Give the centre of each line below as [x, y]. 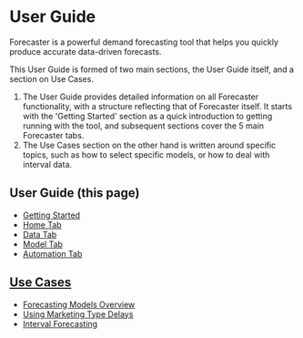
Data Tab [40, 234]
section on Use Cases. [51, 78]
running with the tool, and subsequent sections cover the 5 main [143, 126]
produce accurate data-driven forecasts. [86, 51]
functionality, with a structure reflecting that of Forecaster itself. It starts [157, 106]
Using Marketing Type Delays [78, 314]
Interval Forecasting [60, 323]
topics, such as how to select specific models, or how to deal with [146, 154]
